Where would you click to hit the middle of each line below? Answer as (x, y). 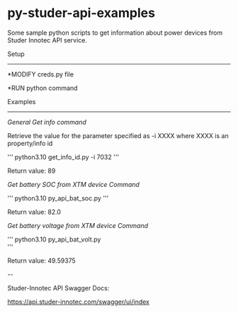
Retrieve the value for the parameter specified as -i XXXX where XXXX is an (118, 135)
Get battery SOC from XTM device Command (74, 184)
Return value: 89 (32, 171)
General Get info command (47, 122)
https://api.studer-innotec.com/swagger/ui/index (79, 302)
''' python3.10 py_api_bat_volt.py (54, 239)
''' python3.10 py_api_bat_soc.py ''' (58, 198)
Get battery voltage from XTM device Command (78, 225)
